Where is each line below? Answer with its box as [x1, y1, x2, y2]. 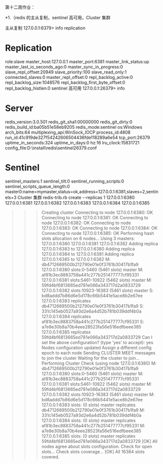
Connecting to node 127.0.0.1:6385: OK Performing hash [41, 230, 154, 236]
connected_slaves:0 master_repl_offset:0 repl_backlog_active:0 [5, 74, 133, 80]
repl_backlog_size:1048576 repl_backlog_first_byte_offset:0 [5, 79, 126, 85]
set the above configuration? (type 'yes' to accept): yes [41, 339, 153, 345]
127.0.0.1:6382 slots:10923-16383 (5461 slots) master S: [41, 287, 154, 293]
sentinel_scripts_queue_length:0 [5, 183, 70, 189]
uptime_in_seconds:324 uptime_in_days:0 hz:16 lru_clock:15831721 [5, 139, 140, 145]
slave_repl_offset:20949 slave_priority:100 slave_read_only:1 [5, 69, 127, 75]
